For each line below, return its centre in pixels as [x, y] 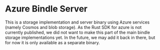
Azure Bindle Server [46, 9]
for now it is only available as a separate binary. [53, 42]
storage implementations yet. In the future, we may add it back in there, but [80, 37]
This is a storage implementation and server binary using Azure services [77, 22]
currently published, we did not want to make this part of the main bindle [78, 32]
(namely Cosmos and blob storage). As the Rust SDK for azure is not [73, 27]
